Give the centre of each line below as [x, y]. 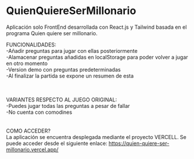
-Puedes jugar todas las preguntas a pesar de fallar [68, 106]
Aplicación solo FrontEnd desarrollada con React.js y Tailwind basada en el [96, 27]
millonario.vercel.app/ [32, 149]
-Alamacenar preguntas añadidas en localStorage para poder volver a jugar [97, 57]
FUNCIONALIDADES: [31, 45]
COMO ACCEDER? [28, 131]
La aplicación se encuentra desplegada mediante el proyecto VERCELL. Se [96, 137]
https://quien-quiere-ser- [139, 143]
